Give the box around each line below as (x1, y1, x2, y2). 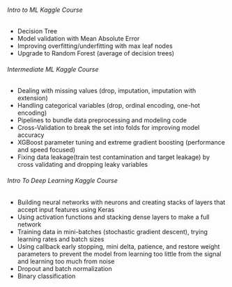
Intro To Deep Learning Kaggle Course (7, 177, 118, 184)
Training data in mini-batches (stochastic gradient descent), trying (17, 227, 208, 236)
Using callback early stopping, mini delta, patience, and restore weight (17, 242, 220, 250)
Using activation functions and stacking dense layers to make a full (17, 213, 210, 221)
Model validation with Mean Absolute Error (17, 35, 140, 43)
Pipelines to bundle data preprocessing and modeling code (17, 116, 187, 124)
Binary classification (17, 272, 76, 280)
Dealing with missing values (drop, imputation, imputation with (17, 87, 196, 95)
